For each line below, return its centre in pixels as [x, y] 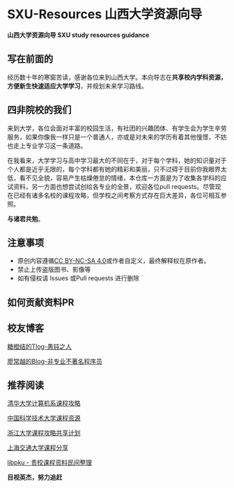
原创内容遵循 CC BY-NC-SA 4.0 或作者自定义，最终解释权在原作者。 [114, 261]
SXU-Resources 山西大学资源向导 [105, 14]
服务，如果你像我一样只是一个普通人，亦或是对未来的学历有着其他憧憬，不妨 [117, 137]
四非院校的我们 [39, 110]
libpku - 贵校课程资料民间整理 [50, 463]
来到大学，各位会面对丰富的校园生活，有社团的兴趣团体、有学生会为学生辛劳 [117, 128]
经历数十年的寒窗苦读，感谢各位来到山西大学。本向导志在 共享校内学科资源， [117, 77]
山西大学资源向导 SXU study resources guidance [78, 35]
